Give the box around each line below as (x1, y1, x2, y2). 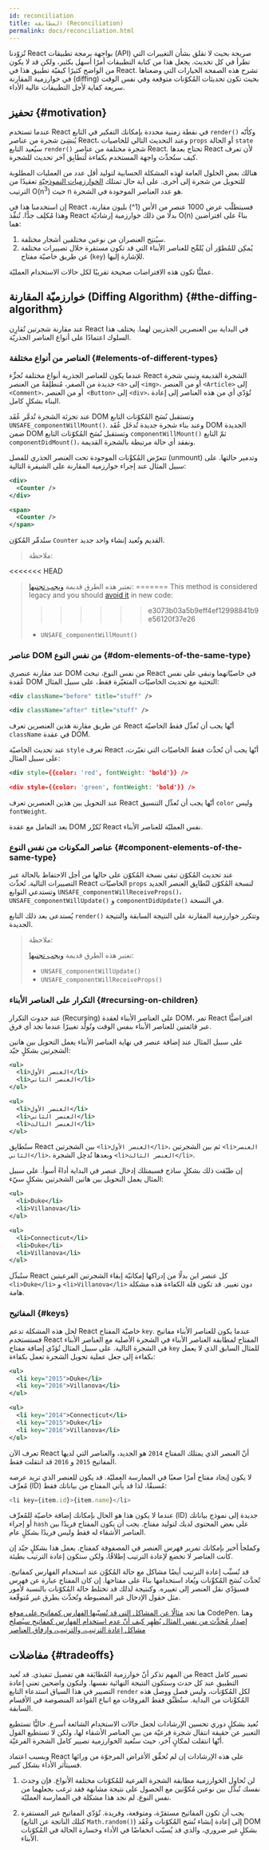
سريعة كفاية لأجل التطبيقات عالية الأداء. (9, 82, 126, 92)
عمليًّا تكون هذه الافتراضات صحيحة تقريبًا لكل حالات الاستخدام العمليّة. (9, 267, 214, 276)
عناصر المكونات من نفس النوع (9, 841, 113, 853)
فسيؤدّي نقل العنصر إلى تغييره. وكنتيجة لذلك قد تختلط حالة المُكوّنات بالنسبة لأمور (9, 1584, 250, 1594)
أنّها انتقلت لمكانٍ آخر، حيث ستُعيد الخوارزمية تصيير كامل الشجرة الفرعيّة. (9, 1736, 224, 1746)
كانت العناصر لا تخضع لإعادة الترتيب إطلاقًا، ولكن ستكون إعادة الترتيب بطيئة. (9, 1551, 234, 1561)
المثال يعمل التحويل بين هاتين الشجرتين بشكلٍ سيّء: (9, 1174, 164, 1184)
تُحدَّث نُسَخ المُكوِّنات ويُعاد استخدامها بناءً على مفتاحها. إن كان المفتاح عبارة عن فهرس (9, 1575, 261, 1585)
